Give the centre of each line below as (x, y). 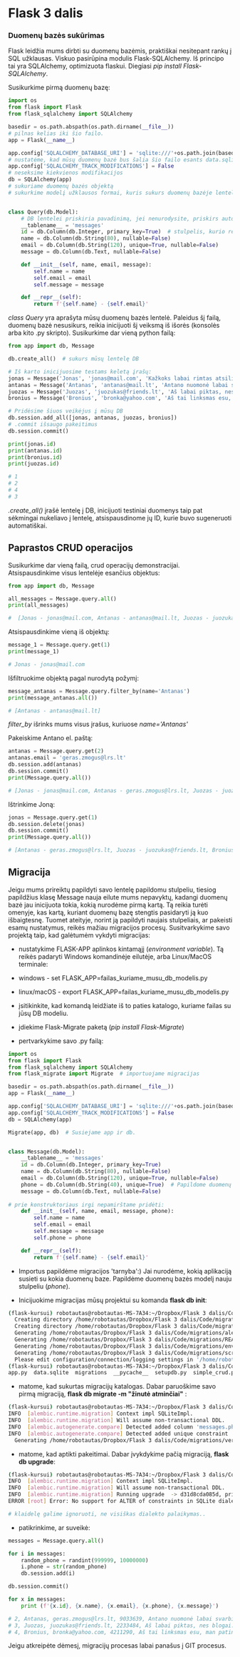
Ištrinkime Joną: (32, 804)
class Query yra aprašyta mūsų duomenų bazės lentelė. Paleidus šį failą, (115, 318)
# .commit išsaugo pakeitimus (53, 425)
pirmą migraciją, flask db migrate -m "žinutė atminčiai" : (103, 1394)
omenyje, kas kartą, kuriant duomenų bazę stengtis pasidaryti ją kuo (108, 912)
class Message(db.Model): (46, 1152)
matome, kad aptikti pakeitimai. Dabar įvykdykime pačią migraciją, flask (124, 1454)
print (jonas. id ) (32, 444)
